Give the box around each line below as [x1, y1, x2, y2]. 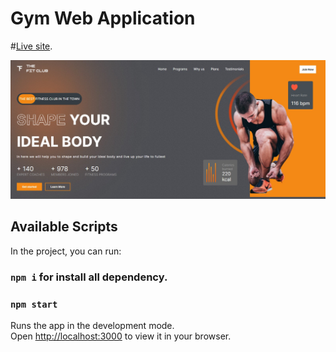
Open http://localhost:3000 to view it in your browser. [10, 330, 232, 342]
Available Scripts [10, 218, 118, 236]
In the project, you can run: [10, 245, 122, 257]
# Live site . [10, 40, 53, 52]
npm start [10, 298, 58, 310]
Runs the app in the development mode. [10, 319, 175, 331]
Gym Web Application [10, 7, 196, 30]
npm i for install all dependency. [10, 270, 168, 284]
